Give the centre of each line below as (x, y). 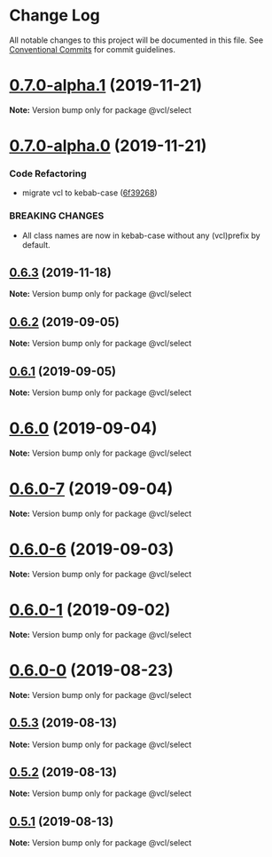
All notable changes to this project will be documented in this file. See (136, 40)
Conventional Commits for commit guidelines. (92, 49)
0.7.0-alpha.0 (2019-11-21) (108, 146)
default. (36, 244)
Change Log (54, 16)
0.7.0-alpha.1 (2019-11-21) (106, 86)
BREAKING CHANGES (57, 216)
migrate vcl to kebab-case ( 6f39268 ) (89, 193)
